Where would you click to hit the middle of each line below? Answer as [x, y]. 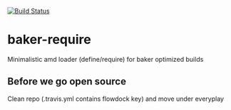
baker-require [49, 40]
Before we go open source [67, 82]
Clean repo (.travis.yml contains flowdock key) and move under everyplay [116, 99]
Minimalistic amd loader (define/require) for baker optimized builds [106, 59]
